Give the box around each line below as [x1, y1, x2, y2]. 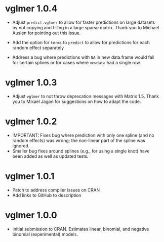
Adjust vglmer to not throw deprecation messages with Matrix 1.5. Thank [12, 93, 159, 99]
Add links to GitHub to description [12, 192, 82, 198]
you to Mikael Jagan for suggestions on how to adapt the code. [12, 98, 141, 104]
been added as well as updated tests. [12, 153, 89, 159]
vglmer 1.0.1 [5, 171, 55, 182]
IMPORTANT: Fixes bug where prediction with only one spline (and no [12, 132, 155, 138]
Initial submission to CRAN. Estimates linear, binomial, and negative [12, 226, 149, 232]
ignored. [12, 143, 30, 148]
